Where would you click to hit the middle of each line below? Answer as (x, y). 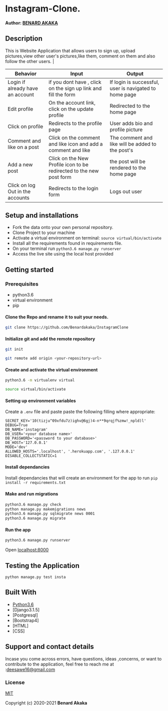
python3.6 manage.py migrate (35, 518)
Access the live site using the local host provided (63, 254)
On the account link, (72, 102)
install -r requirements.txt (35, 483)
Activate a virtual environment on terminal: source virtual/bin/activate (87, 238)
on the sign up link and (75, 88)
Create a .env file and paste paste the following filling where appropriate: (80, 412)
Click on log (22, 185)
